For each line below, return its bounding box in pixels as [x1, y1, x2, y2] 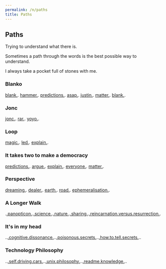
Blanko [5, 81, 22, 88]
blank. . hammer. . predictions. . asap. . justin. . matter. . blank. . [5, 92, 126, 98]
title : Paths [5, 12, 32, 17]
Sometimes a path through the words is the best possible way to [5, 53, 137, 59]
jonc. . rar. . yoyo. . [5, 116, 40, 122]
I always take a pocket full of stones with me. [5, 68, 97, 74]
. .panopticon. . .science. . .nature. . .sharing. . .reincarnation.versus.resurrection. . [5, 211, 162, 217]
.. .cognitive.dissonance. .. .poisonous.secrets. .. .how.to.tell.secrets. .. [5, 235, 142, 241]
